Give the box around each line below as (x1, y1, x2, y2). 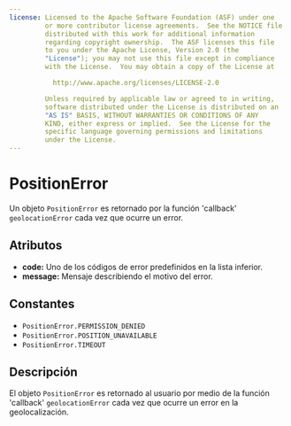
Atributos (9, 238, 63, 253)
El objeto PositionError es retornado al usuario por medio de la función (9, 388, 270, 399)
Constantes (9, 297, 75, 312)
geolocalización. (9, 407, 69, 417)
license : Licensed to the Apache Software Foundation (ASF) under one (9, 12, 275, 22)
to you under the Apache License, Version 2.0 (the (44, 46, 240, 55)
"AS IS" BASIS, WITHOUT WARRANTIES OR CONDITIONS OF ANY (44, 111, 259, 120)
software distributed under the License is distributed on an (44, 103, 279, 112)
